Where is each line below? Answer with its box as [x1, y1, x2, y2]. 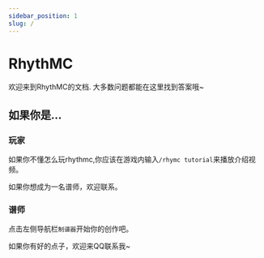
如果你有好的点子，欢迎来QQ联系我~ [8, 241, 131, 252]
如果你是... [8, 108, 62, 122]
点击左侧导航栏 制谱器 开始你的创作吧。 [8, 224, 134, 234]
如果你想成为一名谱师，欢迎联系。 [8, 182, 122, 191]
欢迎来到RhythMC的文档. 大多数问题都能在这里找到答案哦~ [8, 82, 205, 92]
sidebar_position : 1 [8, 11, 79, 20]
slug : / [8, 19, 35, 28]
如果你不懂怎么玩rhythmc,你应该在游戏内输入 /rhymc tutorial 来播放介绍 [8, 155, 249, 165]
